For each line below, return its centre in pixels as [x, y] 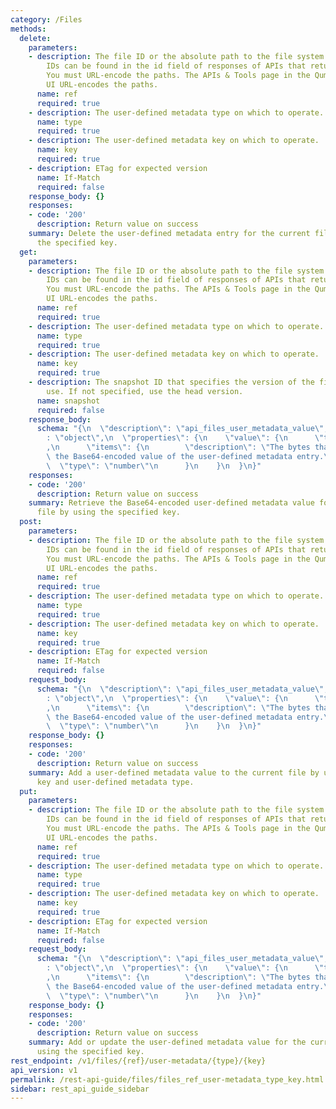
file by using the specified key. [109, 512]
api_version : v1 [44, 1070]
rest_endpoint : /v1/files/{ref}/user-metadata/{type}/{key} [138, 1061]
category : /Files [46, 19]
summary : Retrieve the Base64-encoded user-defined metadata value [171, 503]
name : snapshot [68, 401]
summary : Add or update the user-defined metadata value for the [167, 1042]
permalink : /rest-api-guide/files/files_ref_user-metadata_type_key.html [167, 1079]
